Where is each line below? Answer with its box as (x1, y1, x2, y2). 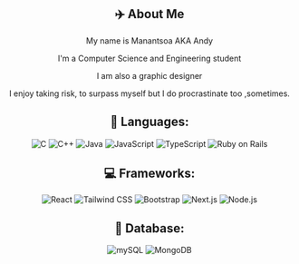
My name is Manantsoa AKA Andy (86, 34, 213, 46)
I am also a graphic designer (96, 70, 203, 81)
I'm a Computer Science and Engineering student (57, 53, 242, 64)
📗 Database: (114, 220, 185, 236)
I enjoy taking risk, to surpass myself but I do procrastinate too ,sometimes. (9, 88, 290, 99)
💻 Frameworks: (103, 166, 196, 181)
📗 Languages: (110, 114, 189, 130)
